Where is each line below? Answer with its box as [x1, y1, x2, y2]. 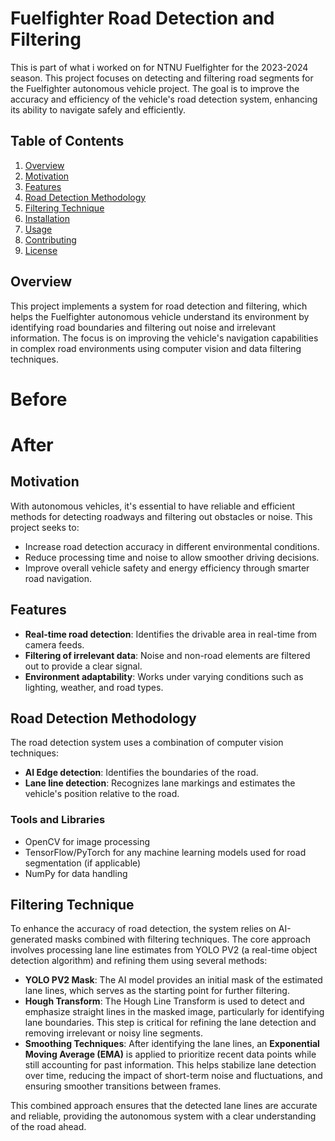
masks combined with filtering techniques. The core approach [54, 933, 312, 946]
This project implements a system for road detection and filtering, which [10, 300, 308, 312]
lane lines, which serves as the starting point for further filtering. [24, 985, 290, 997]
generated [10, 933, 53, 946]
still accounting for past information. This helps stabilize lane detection [24, 1059, 317, 1071]
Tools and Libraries [10, 813, 106, 827]
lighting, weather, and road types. [24, 681, 164, 693]
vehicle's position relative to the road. [24, 788, 180, 800]
